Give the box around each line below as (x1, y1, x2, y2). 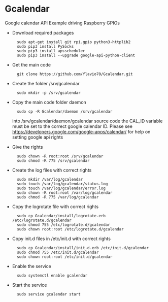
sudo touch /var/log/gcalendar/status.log (17, 181, 108, 186)
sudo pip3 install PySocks (17, 44, 74, 49)
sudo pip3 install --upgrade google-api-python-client (17, 53, 136, 58)
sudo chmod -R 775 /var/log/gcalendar (17, 194, 99, 199)
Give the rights (12, 144, 43, 150)
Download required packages (12, 29, 74, 36)
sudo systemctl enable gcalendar (17, 273, 88, 278)
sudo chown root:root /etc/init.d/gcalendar (17, 254, 113, 259)
